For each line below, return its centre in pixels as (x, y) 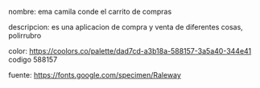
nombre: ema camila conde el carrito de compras (90, 12)
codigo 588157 (33, 60)
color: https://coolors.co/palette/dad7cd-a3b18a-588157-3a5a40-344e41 (130, 51)
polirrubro (25, 36)
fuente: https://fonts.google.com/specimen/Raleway (95, 75)
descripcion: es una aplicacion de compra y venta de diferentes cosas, (126, 27)
